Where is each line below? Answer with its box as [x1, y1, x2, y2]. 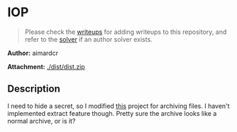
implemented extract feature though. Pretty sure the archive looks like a [7, 109, 217, 117]
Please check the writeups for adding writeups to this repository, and [24, 28, 227, 36]
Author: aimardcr [7, 49, 59, 57]
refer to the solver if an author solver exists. [24, 35, 153, 43]
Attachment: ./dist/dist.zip [7, 62, 85, 71]
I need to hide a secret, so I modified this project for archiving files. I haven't [7, 102, 230, 110]
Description [7, 83, 60, 95]
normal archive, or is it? [7, 116, 76, 125]
